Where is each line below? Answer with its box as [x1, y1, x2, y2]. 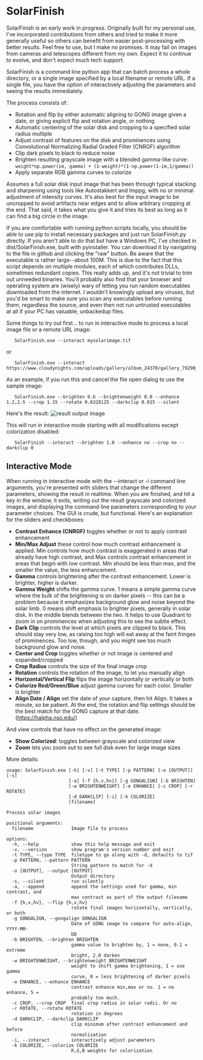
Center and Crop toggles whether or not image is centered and [14, 649, 173, 657]
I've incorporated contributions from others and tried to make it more [6, 30, 178, 37]
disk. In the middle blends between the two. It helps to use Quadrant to [14, 611, 192, 618]
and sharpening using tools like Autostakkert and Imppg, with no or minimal [6, 186, 194, 194]
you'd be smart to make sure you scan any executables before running [6, 294, 182, 302]
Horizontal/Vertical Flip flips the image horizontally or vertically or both [14, 675, 194, 683]
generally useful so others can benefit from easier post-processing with [6, 37, 185, 44]
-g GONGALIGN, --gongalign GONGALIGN [11, 915, 107, 922]
